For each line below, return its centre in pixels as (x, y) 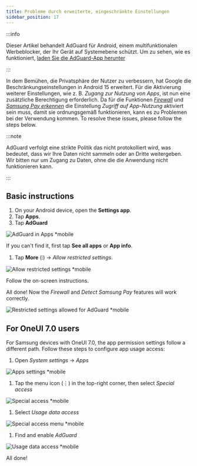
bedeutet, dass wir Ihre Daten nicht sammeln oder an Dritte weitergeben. (94, 153)
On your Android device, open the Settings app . (73, 211)
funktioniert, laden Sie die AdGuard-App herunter (66, 58)
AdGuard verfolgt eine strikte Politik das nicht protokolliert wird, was (89, 147)
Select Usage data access (47, 412)
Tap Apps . (27, 216)
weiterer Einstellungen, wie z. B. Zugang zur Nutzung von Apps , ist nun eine (98, 93)
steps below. (21, 124)
